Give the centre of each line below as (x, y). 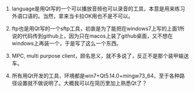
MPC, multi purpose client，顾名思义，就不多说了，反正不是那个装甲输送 (100, 56)
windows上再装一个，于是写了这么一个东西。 (67, 43)
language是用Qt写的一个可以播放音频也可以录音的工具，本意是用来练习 (98, 9)
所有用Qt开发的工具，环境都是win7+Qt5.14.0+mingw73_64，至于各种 (96, 76)
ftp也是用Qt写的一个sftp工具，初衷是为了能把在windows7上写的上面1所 (98, 29)
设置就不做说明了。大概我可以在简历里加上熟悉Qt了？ (82, 83)
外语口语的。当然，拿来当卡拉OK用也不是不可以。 (72, 16)
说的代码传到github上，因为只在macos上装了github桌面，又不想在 (92, 36)
